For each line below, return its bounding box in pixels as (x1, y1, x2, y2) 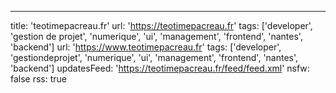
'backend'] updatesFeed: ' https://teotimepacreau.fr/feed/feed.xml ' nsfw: (10, 62, 310, 74)
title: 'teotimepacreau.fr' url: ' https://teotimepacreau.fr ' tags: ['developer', (10, 20, 313, 31)
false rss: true (10, 73, 68, 85)
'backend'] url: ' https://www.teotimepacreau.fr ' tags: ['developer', (10, 41, 282, 53)
